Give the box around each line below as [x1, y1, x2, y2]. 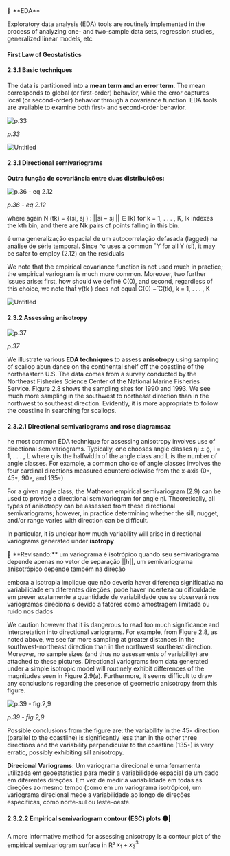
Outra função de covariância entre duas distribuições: [7, 174, 165, 182]
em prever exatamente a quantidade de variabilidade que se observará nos [7, 593, 220, 601]
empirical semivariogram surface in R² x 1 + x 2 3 [7, 840, 139, 851]
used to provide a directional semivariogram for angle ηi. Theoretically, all [7, 495, 215, 503]
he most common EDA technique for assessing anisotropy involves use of [7, 438, 216, 446]
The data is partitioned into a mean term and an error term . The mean [7, 81, 206, 89]
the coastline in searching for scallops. [7, 407, 117, 415]
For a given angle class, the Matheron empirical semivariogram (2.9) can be [7, 487, 222, 495]
